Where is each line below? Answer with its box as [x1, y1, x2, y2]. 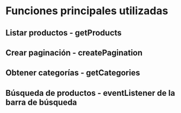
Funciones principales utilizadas [5, 4, 169, 18]
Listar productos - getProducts [5, 28, 122, 38]
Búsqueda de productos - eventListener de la [5, 88, 176, 98]
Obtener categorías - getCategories [5, 68, 140, 78]
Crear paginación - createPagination [5, 47, 143, 57]
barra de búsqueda [5, 97, 77, 107]
